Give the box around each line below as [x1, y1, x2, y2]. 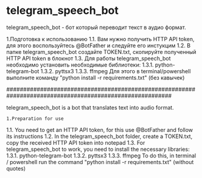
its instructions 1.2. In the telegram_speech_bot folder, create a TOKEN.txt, [6, 133, 193, 140]
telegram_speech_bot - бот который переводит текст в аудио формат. [6, 24, 187, 31]
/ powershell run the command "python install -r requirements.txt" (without [6, 158, 194, 165]
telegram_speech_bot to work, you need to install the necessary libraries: [6, 145, 190, 153]
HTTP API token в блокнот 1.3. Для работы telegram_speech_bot [6, 54, 172, 62]
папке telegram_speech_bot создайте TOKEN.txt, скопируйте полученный [6, 48, 197, 55]
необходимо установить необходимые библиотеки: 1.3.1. [6, 61, 154, 68]
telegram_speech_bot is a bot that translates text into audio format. [6, 104, 175, 111]
